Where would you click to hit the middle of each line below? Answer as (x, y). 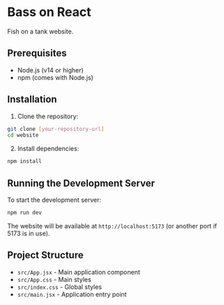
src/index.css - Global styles (60, 287)
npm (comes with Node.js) (55, 77)
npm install (24, 162)
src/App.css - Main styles (54, 279)
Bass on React (49, 12)
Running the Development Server (81, 183)
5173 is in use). (29, 233)
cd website (23, 135)
